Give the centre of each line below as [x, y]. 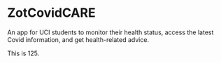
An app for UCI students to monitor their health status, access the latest [110, 32]
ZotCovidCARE [51, 13]
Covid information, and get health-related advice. [78, 39]
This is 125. [23, 53]
